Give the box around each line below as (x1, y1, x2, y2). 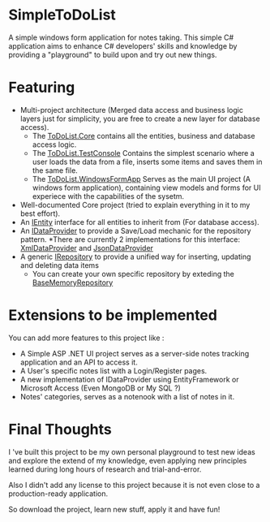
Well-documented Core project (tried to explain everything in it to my (19, 200, 251, 209)
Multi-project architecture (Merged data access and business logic (19, 105, 243, 114)
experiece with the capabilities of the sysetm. (32, 191, 185, 201)
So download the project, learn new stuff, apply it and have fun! (8, 504, 221, 514)
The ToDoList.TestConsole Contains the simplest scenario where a (32, 148, 255, 157)
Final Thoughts (8, 421, 112, 438)
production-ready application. (8, 489, 109, 498)
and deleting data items (19, 260, 100, 270)
